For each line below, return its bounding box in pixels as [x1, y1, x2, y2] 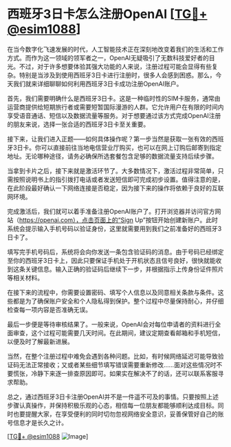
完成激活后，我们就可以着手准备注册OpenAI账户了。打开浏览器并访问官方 [7, 207, 215, 215]
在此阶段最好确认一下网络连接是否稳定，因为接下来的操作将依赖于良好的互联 [7, 183, 224, 192]
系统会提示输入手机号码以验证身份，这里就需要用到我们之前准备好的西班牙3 [7, 224, 222, 232]
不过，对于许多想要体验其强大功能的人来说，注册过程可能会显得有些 [19, 62, 212, 70]
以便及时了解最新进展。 [7, 337, 74, 346]
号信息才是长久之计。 [7, 418, 67, 426]
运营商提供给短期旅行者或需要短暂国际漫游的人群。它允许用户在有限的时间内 [7, 103, 224, 111]
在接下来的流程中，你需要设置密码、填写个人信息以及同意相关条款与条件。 [7, 288, 218, 297]
